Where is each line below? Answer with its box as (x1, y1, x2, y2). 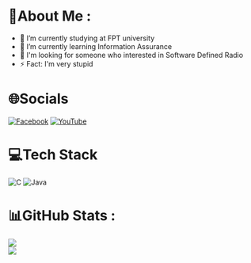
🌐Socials (8, 90, 69, 108)
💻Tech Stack (8, 146, 98, 164)
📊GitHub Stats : (8, 207, 116, 224)
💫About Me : (8, 7, 92, 25)
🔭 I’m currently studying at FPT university (19, 33, 155, 43)
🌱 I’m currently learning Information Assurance (19, 41, 173, 51)
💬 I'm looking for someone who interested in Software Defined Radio (19, 50, 244, 59)
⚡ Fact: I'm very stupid (19, 59, 93, 68)
